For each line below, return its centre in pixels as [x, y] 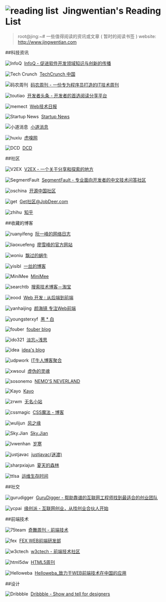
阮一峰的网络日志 [53, 234]
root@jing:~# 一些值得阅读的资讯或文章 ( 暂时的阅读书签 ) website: [87, 36]
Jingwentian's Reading [112, 11]
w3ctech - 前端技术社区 [55, 551]
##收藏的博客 [19, 223]
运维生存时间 [35, 476]
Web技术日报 [43, 106]
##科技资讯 [17, 52]
